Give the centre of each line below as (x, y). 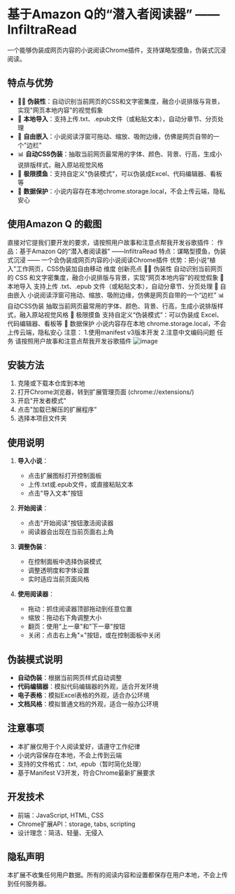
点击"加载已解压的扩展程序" (57, 409)
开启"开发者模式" (42, 401)
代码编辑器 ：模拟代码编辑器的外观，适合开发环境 (88, 686)
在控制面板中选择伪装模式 (65, 562)
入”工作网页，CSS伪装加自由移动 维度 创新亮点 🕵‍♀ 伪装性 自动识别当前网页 (115, 269)
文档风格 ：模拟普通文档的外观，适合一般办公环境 (88, 704)
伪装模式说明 (35, 659)
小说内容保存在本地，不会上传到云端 (70, 755)
